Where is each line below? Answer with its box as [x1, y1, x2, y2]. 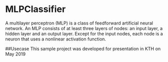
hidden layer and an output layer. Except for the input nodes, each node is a [5, 30, 163, 36]
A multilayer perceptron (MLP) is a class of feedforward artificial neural [5, 20, 153, 26]
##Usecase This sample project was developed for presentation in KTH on [5, 45, 161, 51]
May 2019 [5, 51, 26, 57]
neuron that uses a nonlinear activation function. [5, 36, 106, 42]
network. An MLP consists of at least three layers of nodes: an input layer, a [5, 25, 163, 31]
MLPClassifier [5, 3, 66, 15]
